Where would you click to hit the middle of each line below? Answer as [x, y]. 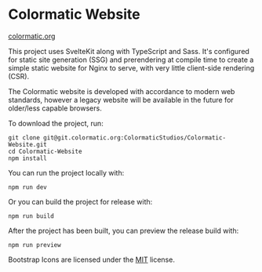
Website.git [27, 144]
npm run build [31, 216]
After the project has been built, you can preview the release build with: [124, 230]
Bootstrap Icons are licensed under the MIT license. [91, 259]
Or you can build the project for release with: [80, 201]
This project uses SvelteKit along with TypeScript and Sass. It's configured [129, 51]
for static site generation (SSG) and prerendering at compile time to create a [131, 60]
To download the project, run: [56, 123]
